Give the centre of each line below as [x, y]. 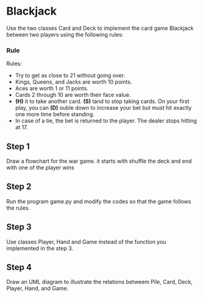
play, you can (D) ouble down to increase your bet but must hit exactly [103, 108]
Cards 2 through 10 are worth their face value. [73, 95]
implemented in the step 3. [40, 248]
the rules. [18, 208]
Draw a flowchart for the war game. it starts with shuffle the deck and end [99, 161]
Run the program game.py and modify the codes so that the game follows [99, 201]
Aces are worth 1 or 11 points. [52, 88]
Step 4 [19, 267]
